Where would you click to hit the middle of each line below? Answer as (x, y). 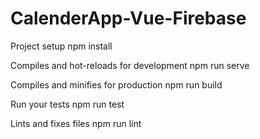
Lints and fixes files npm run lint (76, 123)
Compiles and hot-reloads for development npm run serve (130, 65)
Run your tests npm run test (67, 104)
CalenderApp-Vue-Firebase (128, 18)
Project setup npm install (61, 46)
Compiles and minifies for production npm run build (116, 84)
